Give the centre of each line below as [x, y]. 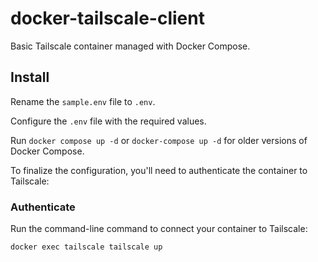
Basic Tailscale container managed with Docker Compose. [130, 46]
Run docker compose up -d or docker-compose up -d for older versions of [159, 140]
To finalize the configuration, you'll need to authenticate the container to [159, 170]
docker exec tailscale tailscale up [86, 247]
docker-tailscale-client [107, 18]
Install [30, 77]
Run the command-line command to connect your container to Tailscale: [159, 229]
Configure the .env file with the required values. [108, 121]
